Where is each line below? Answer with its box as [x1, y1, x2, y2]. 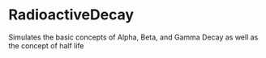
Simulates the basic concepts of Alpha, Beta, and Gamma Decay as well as [8, 32, 259, 42]
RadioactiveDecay [8, 6, 135, 24]
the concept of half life [8, 40, 84, 50]
